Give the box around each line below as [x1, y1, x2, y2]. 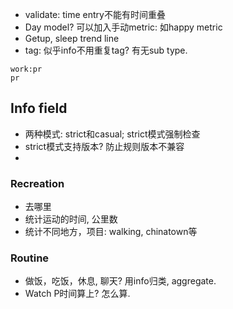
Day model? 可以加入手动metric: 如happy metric [24, 21, 223, 33]
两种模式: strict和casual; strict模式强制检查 [24, 128, 201, 140]
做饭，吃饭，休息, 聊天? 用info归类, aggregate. [24, 275, 217, 287]
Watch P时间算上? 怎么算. [24, 288, 131, 300]
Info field [10, 100, 68, 117]
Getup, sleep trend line [24, 33, 120, 44]
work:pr [10, 64, 43, 74]
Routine [10, 251, 50, 265]
